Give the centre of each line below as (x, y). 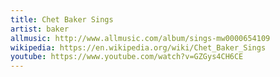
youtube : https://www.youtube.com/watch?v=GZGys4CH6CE (127, 57)
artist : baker (40, 29)
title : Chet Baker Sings (62, 19)
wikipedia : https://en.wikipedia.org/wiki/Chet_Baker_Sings (138, 47)
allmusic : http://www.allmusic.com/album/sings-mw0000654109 (140, 38)
